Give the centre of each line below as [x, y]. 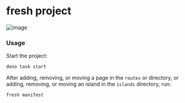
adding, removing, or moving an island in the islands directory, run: [89, 84]
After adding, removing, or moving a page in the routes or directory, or [93, 78]
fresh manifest [25, 95]
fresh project [39, 11]
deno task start [26, 67]
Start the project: [27, 56]
